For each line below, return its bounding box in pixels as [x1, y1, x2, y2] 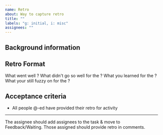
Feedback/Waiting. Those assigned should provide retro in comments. [5, 124, 146, 130]
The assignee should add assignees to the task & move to [5, 119, 120, 125]
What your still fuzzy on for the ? [5, 78, 70, 84]
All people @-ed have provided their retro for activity [12, 105, 118, 111]
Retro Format [5, 59, 45, 68]
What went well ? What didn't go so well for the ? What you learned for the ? [5, 73, 157, 78]
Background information [5, 43, 81, 52]
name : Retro [5, 7, 29, 12]
